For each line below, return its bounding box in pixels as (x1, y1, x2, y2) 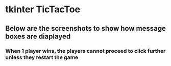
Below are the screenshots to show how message (5, 24, 166, 33)
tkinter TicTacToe (5, 4, 81, 15)
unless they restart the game (5, 54, 79, 61)
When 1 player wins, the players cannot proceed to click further (5, 47, 166, 54)
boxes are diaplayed (5, 32, 71, 40)
